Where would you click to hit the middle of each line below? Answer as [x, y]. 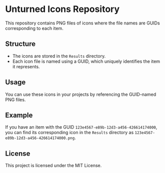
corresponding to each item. [34, 28]
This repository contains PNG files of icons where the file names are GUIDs [82, 23]
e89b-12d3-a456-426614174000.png [40, 138]
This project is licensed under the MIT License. [53, 166]
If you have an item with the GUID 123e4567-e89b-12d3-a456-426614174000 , [81, 127]
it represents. [26, 66]
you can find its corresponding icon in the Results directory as [69, 133]
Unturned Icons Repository [62, 9]
